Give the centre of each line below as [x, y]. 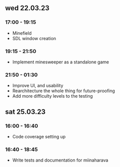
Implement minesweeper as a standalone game [60, 62]
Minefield [22, 33]
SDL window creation [34, 38]
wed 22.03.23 [27, 8]
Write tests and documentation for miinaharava [60, 160]
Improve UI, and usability [38, 86]
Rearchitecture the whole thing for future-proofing [63, 91]
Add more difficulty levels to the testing [53, 96]
